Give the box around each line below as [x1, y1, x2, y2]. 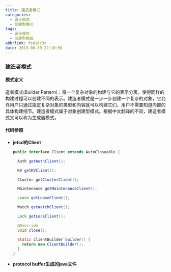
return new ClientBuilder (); [22, 241, 84, 247]
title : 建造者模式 [5, 7, 41, 13]
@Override [17, 223, 38, 228]
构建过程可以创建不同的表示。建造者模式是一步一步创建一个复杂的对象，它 [5, 95, 161, 101]
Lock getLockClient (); [17, 214, 66, 219]
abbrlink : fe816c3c [5, 41, 47, 46]
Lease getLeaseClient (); [17, 196, 70, 201]
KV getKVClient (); [17, 168, 56, 173]
